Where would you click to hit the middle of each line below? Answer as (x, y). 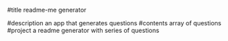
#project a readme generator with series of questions (83, 30)
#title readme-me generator (47, 10)
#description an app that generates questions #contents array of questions (114, 23)
